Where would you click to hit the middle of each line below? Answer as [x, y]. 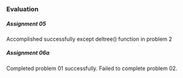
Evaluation [22, 9]
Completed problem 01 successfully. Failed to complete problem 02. [92, 68]
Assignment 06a [28, 53]
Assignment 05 [26, 24]
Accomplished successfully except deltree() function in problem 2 [89, 39]
